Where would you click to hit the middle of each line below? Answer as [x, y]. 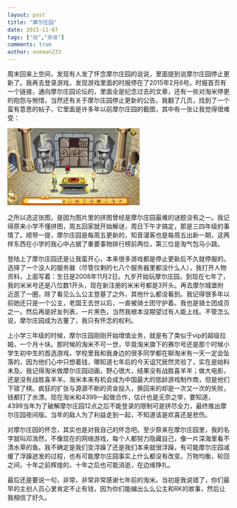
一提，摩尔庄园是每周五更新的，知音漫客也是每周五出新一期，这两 [134, 235]
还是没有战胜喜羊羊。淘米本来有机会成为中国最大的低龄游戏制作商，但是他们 [119, 379]
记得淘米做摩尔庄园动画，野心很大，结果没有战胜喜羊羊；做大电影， [130, 371]
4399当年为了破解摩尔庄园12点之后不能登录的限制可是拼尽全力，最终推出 [114, 406]
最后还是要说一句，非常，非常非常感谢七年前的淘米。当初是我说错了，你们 [115, 480]
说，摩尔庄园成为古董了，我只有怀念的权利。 [72, 320]
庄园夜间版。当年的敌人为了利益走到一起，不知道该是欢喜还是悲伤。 [112, 415]
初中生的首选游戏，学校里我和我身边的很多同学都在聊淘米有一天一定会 [121, 353]
